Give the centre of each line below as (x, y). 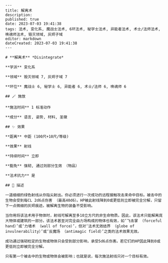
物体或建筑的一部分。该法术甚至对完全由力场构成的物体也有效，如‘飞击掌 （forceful (85, 221)
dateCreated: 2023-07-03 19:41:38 (41, 43)
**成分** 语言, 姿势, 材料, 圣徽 (36, 117)
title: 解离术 (19, 11)
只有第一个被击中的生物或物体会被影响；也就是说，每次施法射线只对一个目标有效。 (78, 256)
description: (19, 15)
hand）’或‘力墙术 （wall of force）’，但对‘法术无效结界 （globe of (70, 226)
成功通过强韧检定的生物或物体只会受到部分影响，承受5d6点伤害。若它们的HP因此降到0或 (83, 241)
